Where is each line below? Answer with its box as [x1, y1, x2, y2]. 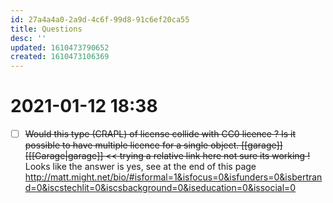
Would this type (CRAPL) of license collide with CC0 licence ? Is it [24, 128, 297, 140]
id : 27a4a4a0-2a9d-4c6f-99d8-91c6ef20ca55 [10, 14, 190, 25]
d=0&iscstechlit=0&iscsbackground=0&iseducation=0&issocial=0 [24, 182, 297, 194]
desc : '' [10, 33, 47, 43]
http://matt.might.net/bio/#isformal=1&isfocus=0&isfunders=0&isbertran [24, 171, 323, 183]
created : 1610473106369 [10, 52, 110, 62]
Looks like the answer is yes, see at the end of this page [24, 161, 257, 173]
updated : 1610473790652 [10, 42, 110, 53]
